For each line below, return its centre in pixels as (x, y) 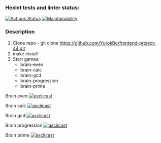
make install (25, 53)
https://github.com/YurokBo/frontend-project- (108, 43)
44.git (19, 48)
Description (20, 32)
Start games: (26, 59)
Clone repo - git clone (36, 43)
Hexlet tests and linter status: (42, 8)
